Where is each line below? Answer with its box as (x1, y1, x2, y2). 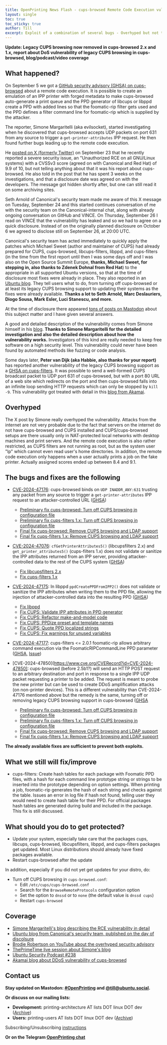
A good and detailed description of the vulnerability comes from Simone (5, 320, 153, 327)
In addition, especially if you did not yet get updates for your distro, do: (5, 867, 151, 873)
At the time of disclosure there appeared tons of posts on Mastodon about (5, 305, 157, 312)
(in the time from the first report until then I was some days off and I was (5, 254, 153, 260)
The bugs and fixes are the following (5, 474, 121, 482)
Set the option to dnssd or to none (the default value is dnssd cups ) (19, 892, 154, 898)
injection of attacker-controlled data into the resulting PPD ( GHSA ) (12, 594, 149, 600)
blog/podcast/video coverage (26, 55, 89, 60)
